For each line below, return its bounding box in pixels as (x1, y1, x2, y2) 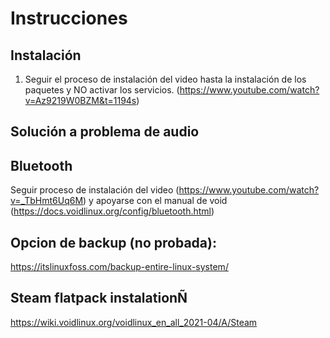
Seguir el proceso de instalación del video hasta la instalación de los (24, 73, 307, 85)
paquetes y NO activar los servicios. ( (24, 84, 180, 96)
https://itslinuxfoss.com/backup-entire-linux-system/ (10, 261, 229, 273)
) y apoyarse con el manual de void (83, 195, 228, 207)
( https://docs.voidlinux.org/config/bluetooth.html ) (10, 205, 215, 217)
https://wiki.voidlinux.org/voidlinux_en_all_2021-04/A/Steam (10, 316, 258, 328)
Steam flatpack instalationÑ (10, 290, 188, 307)
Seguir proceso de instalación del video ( (10, 184, 180, 196)
